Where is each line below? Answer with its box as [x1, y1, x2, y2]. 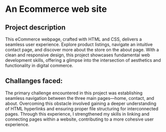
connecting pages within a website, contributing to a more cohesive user [5, 116, 154, 122]
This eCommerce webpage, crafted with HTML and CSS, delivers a [5, 36, 142, 42]
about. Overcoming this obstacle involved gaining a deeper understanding [5, 100, 157, 106]
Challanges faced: [5, 77, 63, 85]
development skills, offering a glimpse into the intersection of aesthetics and [5, 57, 161, 63]
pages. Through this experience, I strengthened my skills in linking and [5, 111, 150, 117]
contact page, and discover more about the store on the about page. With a [5, 47, 160, 52]
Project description [5, 23, 66, 32]
